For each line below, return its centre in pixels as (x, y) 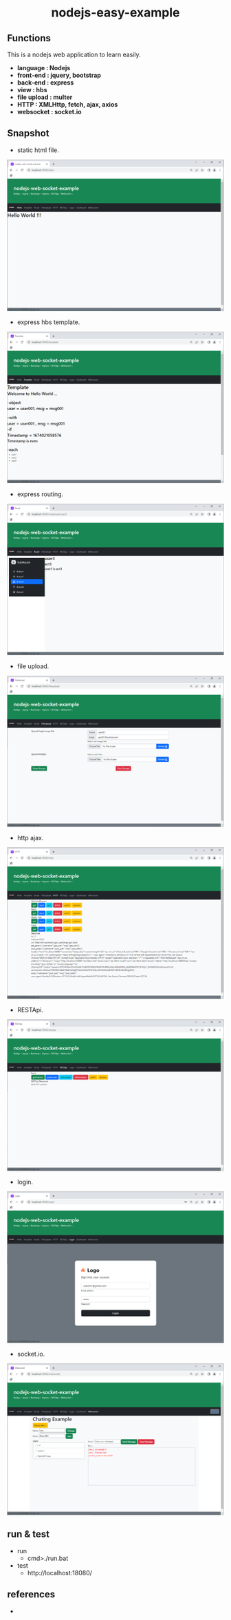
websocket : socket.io (49, 112)
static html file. (38, 150)
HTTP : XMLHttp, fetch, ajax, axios (67, 104)
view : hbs (32, 90)
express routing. (40, 494)
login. (25, 1182)
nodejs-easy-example (115, 13)
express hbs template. (48, 322)
